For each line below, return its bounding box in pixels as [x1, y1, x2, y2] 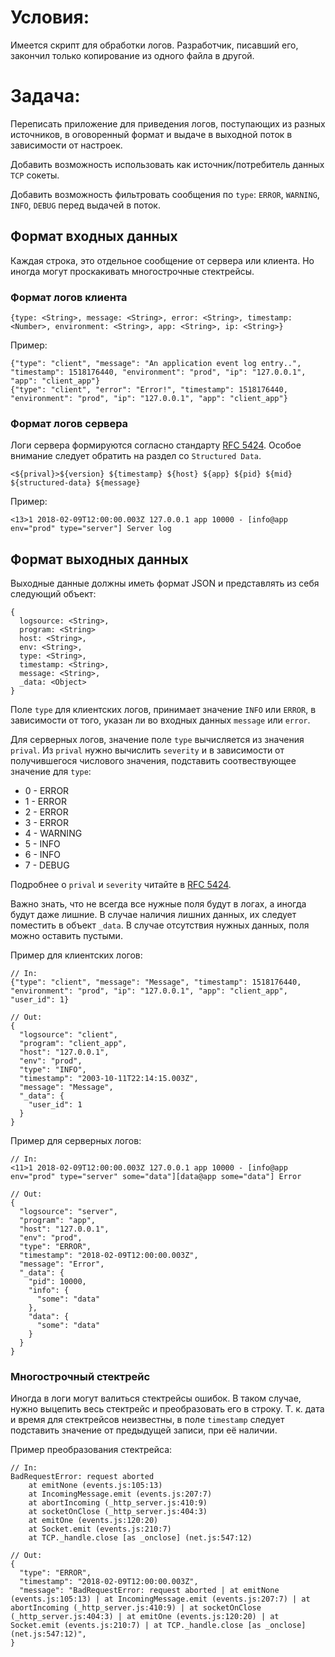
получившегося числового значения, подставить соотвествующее [10, 755, 297, 767]
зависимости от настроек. [10, 139, 123, 151]
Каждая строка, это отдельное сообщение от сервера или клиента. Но [10, 254, 315, 266]
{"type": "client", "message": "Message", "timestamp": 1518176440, [10, 977, 302, 988]
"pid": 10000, [28, 1277, 87, 1287]
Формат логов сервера [10, 416, 129, 430]
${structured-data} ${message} [10, 478, 141, 488]
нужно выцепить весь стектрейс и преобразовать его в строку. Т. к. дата [10, 1403, 325, 1415]
